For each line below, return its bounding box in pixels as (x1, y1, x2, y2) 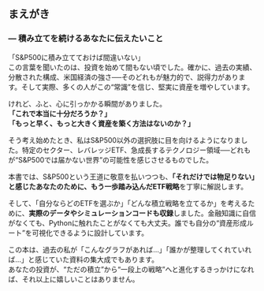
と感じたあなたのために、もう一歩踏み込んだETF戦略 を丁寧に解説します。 (8, 181, 248, 191)
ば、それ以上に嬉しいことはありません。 (8, 274, 139, 284)
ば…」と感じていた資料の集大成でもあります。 (8, 255, 159, 264)
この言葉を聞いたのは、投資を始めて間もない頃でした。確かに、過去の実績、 (8, 62, 257, 72)
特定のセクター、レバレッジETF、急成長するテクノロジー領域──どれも (21, 145, 251, 155)
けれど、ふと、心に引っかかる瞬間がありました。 (8, 99, 167, 108)
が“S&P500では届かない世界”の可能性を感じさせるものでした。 (8, 155, 214, 164)
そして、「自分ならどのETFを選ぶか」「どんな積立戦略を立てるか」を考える (8, 198, 248, 207)
